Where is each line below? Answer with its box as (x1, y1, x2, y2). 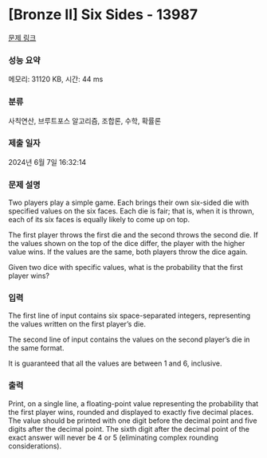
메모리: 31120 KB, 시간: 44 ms (8, 74, 104, 84)
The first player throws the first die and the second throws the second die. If (8, 230, 259, 240)
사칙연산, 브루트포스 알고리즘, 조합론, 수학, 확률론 (8, 115, 162, 125)
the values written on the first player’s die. (8, 319, 146, 329)
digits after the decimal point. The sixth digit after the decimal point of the (8, 424, 249, 433)
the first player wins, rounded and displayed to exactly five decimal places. (8, 407, 254, 417)
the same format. (8, 343, 65, 353)
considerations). (8, 440, 62, 451)
